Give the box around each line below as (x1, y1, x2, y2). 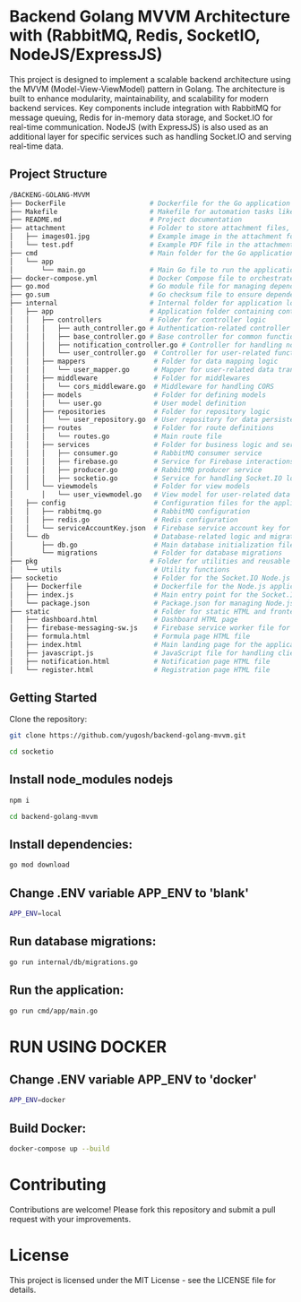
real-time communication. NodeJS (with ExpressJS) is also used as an (9, 121, 269, 132)
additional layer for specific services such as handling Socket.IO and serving (9, 131, 292, 142)
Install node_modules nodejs (9, 772, 173, 788)
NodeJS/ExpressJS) (9, 45, 163, 65)
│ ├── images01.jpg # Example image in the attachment (9, 232, 282, 241)
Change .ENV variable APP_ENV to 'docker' (9, 1072, 257, 1087)
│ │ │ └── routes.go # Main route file (9, 432, 222, 441)
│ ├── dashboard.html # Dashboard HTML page (9, 616, 239, 625)
